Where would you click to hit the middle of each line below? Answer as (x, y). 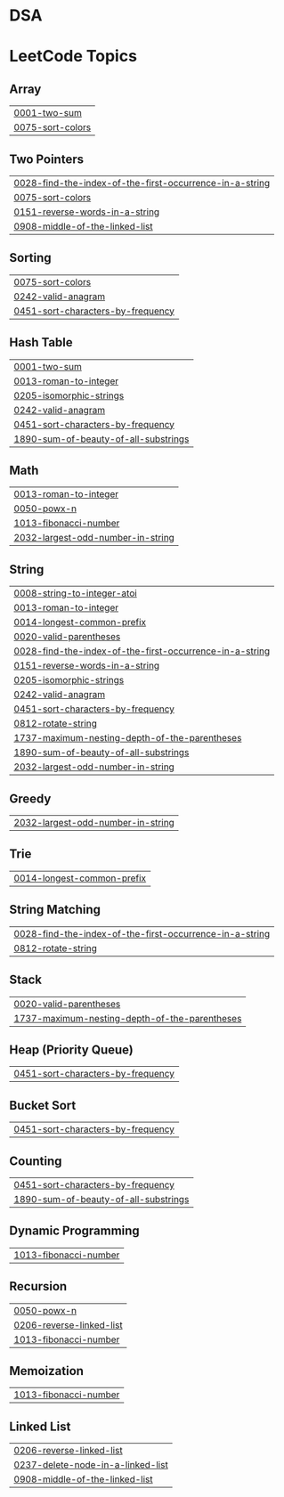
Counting (36, 1161)
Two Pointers (47, 159)
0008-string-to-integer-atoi (76, 593)
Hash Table (41, 342)
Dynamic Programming (74, 1231)
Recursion (38, 1286)
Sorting (30, 258)
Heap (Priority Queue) (71, 1050)
